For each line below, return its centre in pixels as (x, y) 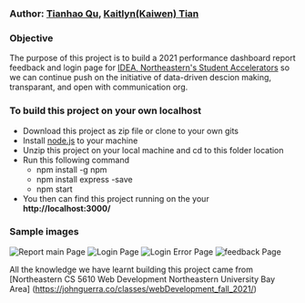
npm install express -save (85, 179)
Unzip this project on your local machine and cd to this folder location (153, 150)
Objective (31, 37)
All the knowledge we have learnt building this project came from (131, 269)
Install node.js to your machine (80, 141)
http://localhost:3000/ (66, 208)
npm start (54, 189)
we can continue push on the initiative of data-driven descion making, (140, 78)
